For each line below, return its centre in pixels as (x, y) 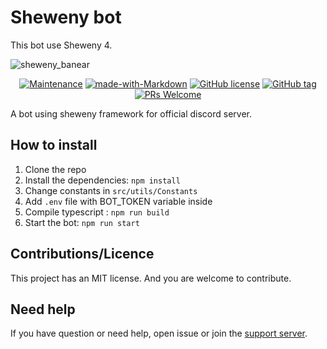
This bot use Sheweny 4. (61, 45)
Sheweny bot (66, 17)
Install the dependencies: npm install (102, 180)
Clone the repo (55, 169)
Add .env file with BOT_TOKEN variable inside (118, 201)
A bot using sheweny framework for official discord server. (131, 113)
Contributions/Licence (82, 254)
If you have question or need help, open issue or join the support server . (159, 333)
